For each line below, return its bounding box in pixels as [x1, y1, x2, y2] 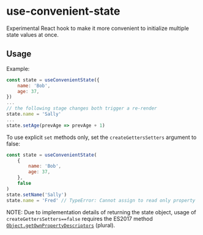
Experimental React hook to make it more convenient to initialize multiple [6, 24, 190, 32]
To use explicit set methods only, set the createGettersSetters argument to [6, 133, 197, 141]
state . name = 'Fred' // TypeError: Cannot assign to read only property [6, 197, 196, 203]
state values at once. [6, 31, 59, 38]
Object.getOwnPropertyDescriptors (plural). [6, 222, 116, 229]
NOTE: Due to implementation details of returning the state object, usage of [6, 208, 197, 215]
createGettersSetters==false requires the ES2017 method [6, 215, 153, 222]
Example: [6, 65, 30, 72]
